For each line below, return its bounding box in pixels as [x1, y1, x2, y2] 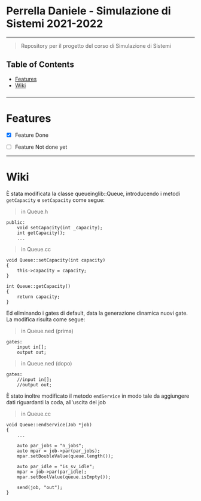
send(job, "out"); [17, 484, 63, 490]
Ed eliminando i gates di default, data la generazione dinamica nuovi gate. [6, 309, 188, 316]
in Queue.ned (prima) [20, 327, 74, 334]
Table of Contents [6, 60, 75, 70]
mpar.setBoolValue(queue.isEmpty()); [17, 474, 111, 480]
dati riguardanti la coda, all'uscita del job [6, 398, 106, 405]
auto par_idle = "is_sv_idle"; [17, 463, 95, 469]
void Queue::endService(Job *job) [6, 422, 93, 428]
